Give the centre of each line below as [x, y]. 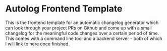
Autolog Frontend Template [64, 9]
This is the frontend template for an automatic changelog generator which [82, 22]
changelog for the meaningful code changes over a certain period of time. [82, 33]
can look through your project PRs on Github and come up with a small [79, 27]
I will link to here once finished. [37, 43]
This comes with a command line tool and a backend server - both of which [84, 38]
